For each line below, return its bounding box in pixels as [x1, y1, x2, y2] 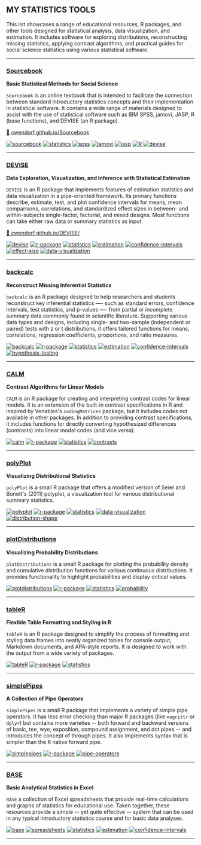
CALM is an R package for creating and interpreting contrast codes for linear [6, 395, 190, 402]
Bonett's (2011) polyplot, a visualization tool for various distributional [6, 490, 175, 498]
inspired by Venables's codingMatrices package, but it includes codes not [6, 408, 188, 414]
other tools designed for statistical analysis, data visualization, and [6, 27, 170, 34]
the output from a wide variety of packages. [6, 649, 115, 657]
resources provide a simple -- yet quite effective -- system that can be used [6, 809, 194, 816]
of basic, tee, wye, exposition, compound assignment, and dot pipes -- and [6, 726, 192, 733]
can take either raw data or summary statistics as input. [6, 218, 144, 225]
